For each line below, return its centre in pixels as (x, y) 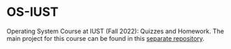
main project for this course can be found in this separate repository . (105, 38)
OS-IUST (33, 12)
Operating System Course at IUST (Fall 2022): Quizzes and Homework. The (115, 31)
